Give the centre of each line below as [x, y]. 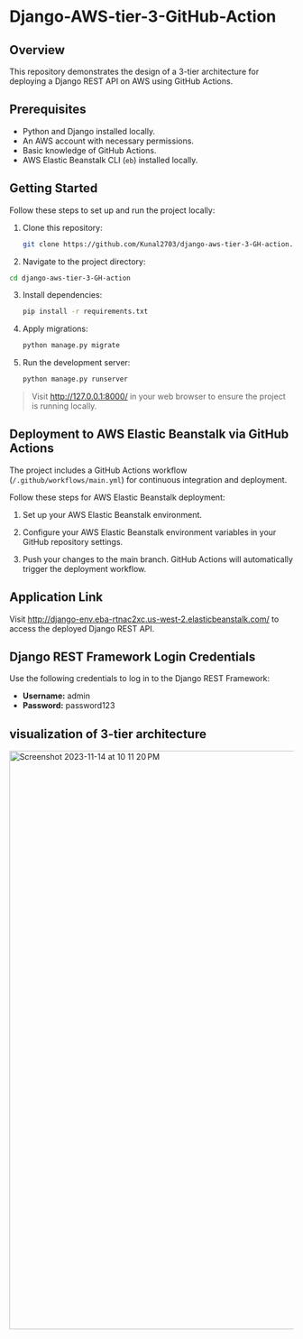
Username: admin [56, 696]
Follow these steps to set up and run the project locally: [112, 210]
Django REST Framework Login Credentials [133, 657]
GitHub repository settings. [73, 541]
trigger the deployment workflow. [84, 568]
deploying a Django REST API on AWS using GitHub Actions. [121, 81]
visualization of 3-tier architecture [108, 734]
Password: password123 [69, 706]
